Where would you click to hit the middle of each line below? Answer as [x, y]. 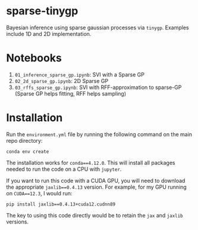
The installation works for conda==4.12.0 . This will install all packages [91, 162]
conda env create [28, 151]
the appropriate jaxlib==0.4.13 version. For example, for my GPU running [97, 187]
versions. [17, 222]
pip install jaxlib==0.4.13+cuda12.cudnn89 [61, 204]
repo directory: [24, 140]
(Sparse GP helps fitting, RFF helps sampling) [70, 93]
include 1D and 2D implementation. [49, 33]
